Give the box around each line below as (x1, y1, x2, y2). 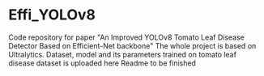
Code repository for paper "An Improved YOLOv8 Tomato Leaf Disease (8, 32, 245, 42)
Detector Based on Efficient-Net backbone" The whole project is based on (8, 40, 257, 50)
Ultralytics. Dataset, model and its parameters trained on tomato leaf (8, 49, 237, 59)
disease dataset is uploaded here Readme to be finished (8, 58, 197, 68)
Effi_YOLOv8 (8, 6, 96, 24)
